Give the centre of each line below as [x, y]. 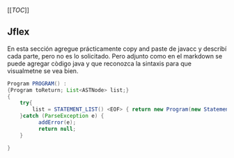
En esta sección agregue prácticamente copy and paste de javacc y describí [117, 49]
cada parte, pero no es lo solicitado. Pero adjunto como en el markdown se [115, 56]
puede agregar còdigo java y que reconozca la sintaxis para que [99, 63]
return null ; [57, 129]
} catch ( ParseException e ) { [62, 116]
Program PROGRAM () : [37, 84]
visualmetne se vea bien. [43, 71]
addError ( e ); [57, 123]
